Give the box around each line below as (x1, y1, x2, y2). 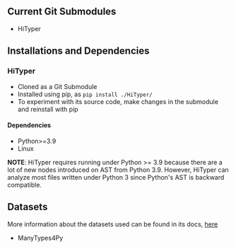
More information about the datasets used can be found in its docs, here (7, 219, 218, 228)
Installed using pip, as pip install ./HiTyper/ (17, 90, 153, 98)
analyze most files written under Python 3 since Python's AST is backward (7, 173, 225, 181)
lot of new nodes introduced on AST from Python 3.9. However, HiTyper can (7, 166, 230, 174)
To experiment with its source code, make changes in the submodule (17, 97, 219, 105)
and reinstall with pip (17, 105, 79, 113)
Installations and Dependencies (7, 45, 150, 57)
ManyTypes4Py (17, 233, 64, 242)
